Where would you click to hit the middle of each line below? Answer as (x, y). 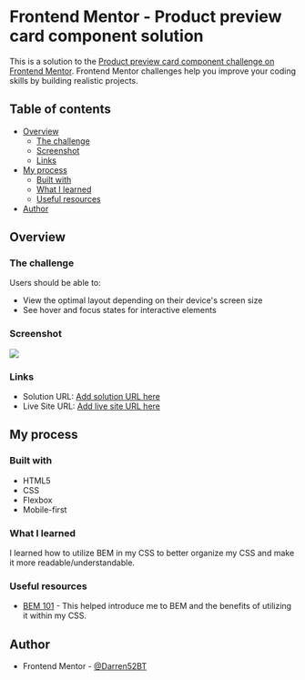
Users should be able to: (56, 283)
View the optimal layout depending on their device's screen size (142, 300)
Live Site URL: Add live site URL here (91, 406)
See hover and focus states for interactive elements (119, 310)
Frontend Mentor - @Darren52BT (85, 666)
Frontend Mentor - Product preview (146, 17)
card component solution (107, 36)
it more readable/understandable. (72, 563)
